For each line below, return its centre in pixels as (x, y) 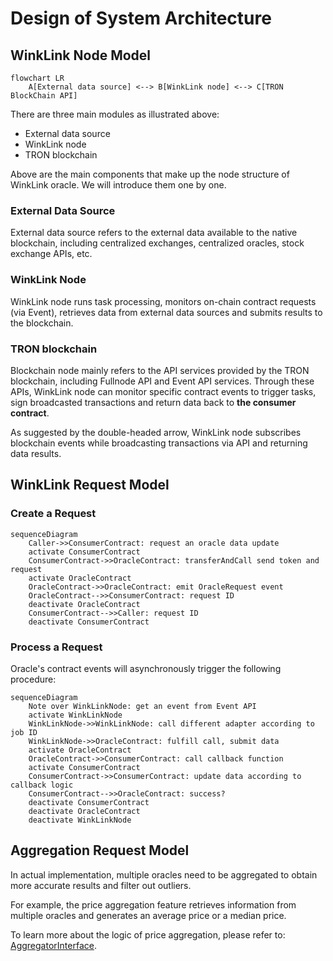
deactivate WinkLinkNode (80, 820)
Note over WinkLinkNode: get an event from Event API (142, 706)
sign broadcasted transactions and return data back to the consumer (153, 402)
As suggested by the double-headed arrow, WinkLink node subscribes (156, 432)
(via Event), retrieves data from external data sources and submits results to (166, 312)
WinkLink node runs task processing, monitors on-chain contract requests (163, 301)
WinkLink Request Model (90, 485)
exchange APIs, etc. (51, 254)
